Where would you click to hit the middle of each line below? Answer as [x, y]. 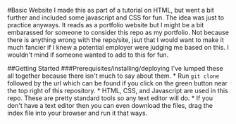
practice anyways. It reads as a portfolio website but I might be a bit [106, 25]
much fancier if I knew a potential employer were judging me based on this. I [118, 47]
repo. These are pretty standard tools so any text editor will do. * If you [110, 98]
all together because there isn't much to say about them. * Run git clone [113, 76]
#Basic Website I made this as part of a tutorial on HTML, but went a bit [111, 10]
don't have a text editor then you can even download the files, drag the [110, 105]
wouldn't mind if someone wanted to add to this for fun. [88, 55]
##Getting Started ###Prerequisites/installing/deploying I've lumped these [115, 68]
